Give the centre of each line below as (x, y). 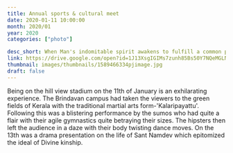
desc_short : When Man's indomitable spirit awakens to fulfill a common (114, 52)
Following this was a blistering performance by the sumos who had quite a (113, 113)
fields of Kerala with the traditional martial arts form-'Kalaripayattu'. (103, 105)
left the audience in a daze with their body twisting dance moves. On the (111, 127)
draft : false (26, 71)
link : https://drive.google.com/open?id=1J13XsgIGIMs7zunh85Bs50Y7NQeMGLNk (119, 58)
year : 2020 (23, 33)
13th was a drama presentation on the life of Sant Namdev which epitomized (116, 135)
